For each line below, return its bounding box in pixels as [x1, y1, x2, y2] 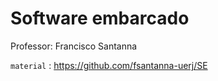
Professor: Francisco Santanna [10, 40, 138, 52]
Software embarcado [10, 7, 190, 30]
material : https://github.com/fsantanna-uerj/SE [10, 59, 208, 71]
